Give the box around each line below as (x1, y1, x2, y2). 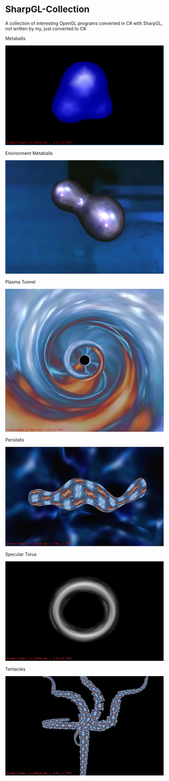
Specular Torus (5, 551, 37, 557)
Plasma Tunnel (5, 278, 36, 285)
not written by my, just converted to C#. (5, 25, 88, 31)
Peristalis (5, 436, 24, 442)
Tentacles (5, 666, 26, 672)
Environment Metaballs (5, 150, 53, 156)
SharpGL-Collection (5, 4, 90, 15)
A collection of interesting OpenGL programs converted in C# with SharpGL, (5, 20, 163, 26)
